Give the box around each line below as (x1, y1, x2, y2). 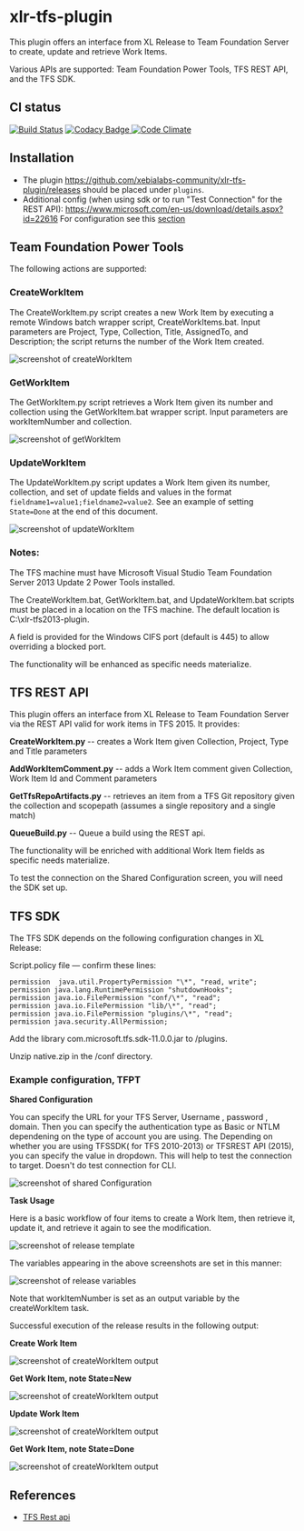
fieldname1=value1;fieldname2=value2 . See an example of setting (9, 496, 254, 507)
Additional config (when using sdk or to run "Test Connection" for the (22, 194, 283, 205)
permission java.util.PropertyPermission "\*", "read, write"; (9, 977, 258, 987)
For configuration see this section (60, 213, 186, 224)
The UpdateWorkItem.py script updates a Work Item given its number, (9, 477, 270, 488)
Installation (9, 150, 74, 165)
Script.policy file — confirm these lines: (9, 960, 157, 971)
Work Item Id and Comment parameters (9, 773, 157, 784)
